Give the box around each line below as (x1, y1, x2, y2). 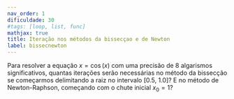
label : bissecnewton (7, 42, 68, 49)
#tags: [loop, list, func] (7, 23, 86, 30)
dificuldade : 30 (7, 17, 54, 24)
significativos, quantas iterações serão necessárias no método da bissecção (7, 69, 228, 77)
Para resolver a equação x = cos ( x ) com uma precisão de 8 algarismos (7, 62, 213, 69)
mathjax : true (7, 29, 49, 37)
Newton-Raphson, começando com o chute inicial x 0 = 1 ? (7, 84, 173, 93)
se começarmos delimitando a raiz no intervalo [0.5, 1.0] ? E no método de (7, 76, 219, 84)
